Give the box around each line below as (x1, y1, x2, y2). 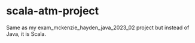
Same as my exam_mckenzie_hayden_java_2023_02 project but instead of (6, 24, 190, 31)
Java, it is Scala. (6, 30, 47, 37)
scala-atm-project (6, 4, 99, 18)
